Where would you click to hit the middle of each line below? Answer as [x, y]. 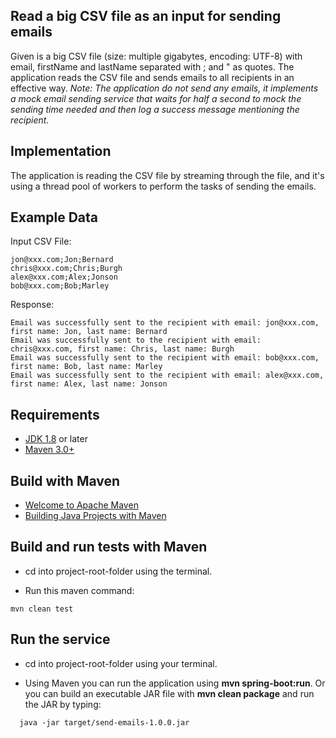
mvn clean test [42, 609]
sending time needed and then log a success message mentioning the [155, 109]
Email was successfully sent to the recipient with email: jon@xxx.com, [165, 323]
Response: [32, 305]
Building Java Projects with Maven [95, 516]
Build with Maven [65, 480]
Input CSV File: [41, 241]
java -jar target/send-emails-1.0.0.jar [104, 722]
